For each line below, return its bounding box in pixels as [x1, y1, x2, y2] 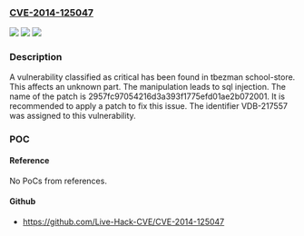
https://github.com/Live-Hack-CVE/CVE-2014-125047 [22, 216, 225, 227]
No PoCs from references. [9, 175, 107, 186]
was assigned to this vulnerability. [9, 110, 136, 121]
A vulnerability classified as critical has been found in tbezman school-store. [9, 71, 296, 83]
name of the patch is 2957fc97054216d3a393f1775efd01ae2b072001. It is [9, 91, 286, 102]
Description [9, 51, 63, 64]
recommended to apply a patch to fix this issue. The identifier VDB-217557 [9, 100, 289, 111]
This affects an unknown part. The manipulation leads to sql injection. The [9, 81, 286, 92]
